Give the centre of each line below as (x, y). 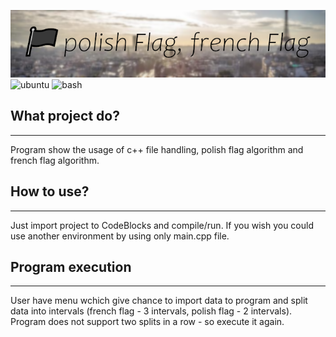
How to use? (50, 191)
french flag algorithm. (55, 160)
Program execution (71, 267)
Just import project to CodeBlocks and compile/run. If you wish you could (162, 225)
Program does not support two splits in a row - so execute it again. (147, 322)
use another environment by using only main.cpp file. (120, 236)
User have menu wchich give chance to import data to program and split (159, 301)
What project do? (65, 116)
